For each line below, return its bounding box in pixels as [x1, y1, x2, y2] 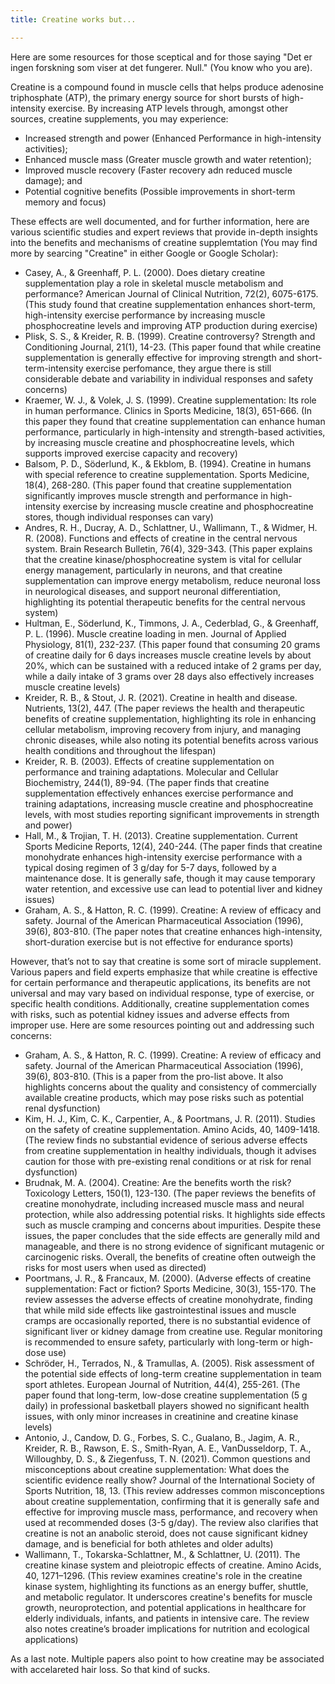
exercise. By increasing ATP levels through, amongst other [47, 102, 289, 114]
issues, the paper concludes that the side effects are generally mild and [24, 1229, 321, 1241]
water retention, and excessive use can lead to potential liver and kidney [24, 882, 323, 895]
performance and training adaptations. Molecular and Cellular [24, 766, 279, 778]
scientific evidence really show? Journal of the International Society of [24, 1474, 316, 1486]
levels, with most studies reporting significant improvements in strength [24, 808, 320, 820]
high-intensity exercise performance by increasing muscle [24, 309, 266, 321]
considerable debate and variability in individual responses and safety [24, 372, 314, 385]
